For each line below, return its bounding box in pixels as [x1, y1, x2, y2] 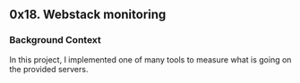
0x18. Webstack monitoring [9, 7, 167, 22]
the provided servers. [9, 63, 89, 74]
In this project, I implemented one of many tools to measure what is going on [9, 54, 292, 65]
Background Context [9, 34, 101, 46]
